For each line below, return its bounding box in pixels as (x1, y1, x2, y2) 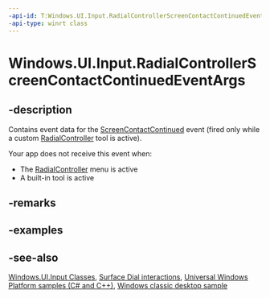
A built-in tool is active (19, 172, 95, 182)
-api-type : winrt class (8, 19, 88, 27)
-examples (8, 223, 63, 238)
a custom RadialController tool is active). (8, 133, 142, 143)
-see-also (8, 250, 59, 264)
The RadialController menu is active (19, 164, 138, 174)
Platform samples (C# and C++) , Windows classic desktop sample (8, 281, 227, 291)
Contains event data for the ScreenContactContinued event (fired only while (8, 124, 260, 134)
